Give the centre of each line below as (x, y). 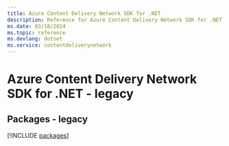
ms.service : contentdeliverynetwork (59, 45)
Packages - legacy (47, 119)
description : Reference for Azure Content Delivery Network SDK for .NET (115, 20)
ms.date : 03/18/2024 (37, 26)
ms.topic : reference (37, 33)
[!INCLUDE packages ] (38, 135)
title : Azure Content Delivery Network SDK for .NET (84, 13)
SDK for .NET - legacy (70, 94)
